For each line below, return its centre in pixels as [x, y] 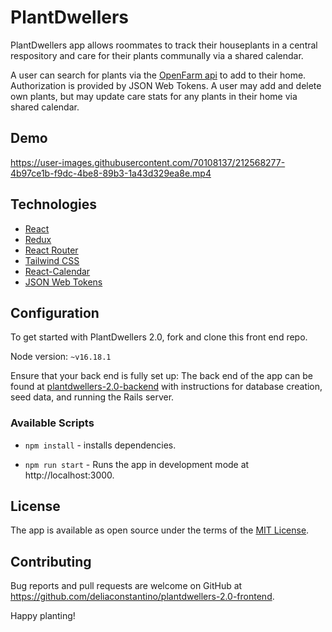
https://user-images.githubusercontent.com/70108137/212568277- [148, 162]
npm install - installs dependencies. [100, 445]
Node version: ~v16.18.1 [61, 357]
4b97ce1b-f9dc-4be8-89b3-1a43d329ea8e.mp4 [111, 173]
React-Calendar [57, 271]
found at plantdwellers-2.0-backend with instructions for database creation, [166, 387]
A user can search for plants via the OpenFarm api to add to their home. [158, 75]
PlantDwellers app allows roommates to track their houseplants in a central [164, 45]
